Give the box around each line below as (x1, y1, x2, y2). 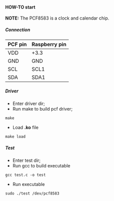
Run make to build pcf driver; (12, 106, 73, 112)
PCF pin (8, 41, 27, 48)
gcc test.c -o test (5, 172, 46, 178)
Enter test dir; (12, 157, 41, 163)
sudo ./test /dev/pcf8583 (5, 191, 59, 196)
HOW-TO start (5, 4, 36, 10)
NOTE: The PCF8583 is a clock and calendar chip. (5, 15, 109, 21)
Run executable (12, 181, 45, 187)
